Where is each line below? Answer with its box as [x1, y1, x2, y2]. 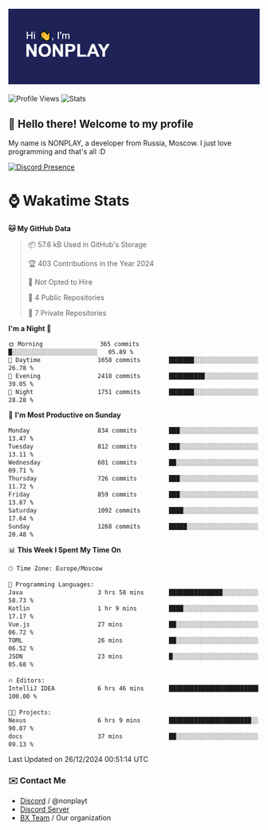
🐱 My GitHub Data [8, 223, 72, 233]
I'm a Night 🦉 [8, 323, 52, 333]
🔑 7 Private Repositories [27, 308, 107, 317]
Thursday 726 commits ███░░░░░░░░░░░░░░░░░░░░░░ [8, 474, 259, 482]
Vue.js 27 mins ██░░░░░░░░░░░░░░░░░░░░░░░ [8, 621, 259, 628]
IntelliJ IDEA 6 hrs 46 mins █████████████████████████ [8, 684, 259, 692]
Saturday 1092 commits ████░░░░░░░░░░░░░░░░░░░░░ [8, 506, 259, 514]
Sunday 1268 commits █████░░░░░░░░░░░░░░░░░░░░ [8, 522, 259, 530]
